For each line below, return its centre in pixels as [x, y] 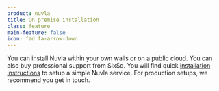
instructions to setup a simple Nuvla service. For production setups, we [107, 73]
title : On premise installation [53, 20]
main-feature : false [37, 32]
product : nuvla [29, 13]
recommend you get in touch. [49, 80]
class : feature [29, 26]
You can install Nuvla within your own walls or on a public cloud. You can [110, 58]
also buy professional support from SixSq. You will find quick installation [109, 66]
